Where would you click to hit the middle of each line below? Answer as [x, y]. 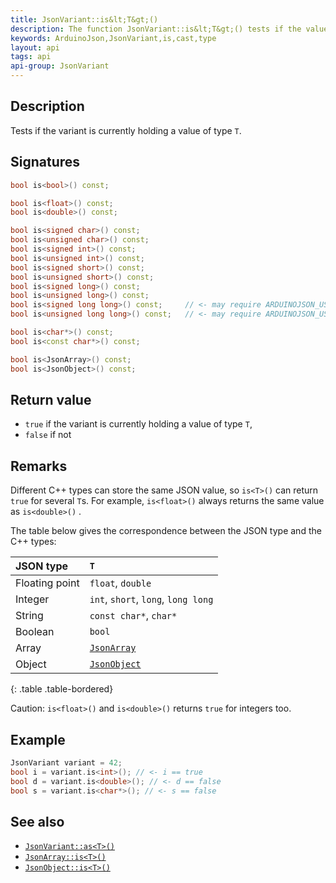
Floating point [47, 583]
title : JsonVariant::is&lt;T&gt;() [84, 19]
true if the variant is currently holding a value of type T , [138, 424]
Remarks [39, 466]
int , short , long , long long [151, 599]
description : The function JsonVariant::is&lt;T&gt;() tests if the [156, 29]
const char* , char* [133, 616]
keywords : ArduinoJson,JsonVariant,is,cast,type [113, 38]
